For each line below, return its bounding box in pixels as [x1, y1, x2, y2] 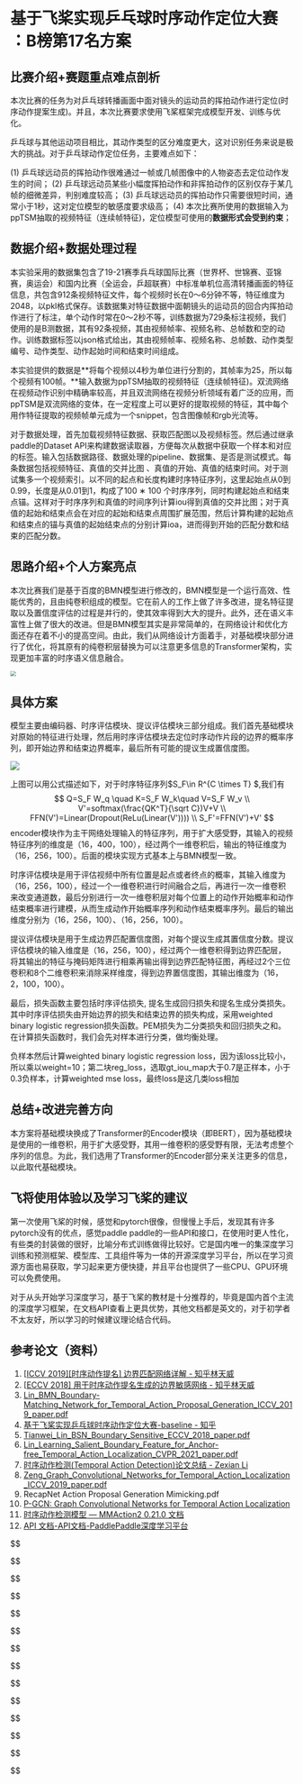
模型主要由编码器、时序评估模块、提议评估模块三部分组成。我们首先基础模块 [10, 720, 294, 731]
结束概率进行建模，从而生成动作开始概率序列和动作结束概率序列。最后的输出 [10, 903, 294, 915]
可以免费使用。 [10, 1272, 66, 1283]
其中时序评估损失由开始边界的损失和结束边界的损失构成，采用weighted [10, 1009, 273, 1020]
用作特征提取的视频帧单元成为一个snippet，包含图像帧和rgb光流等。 [10, 409, 263, 420]
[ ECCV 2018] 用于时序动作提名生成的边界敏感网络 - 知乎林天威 [22, 1379, 255, 1390]
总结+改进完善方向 [10, 1102, 113, 1117]
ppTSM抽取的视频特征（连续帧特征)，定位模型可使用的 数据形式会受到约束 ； [10, 213, 291, 223]
